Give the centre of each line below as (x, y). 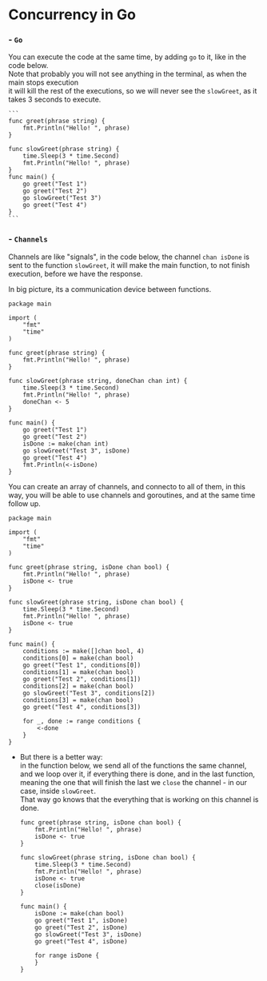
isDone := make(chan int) (66, 444)
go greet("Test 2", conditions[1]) (82, 679)
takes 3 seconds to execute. (55, 100)
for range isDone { (67, 955)
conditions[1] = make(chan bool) (78, 672)
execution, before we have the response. (76, 273)
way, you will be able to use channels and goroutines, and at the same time (132, 495)
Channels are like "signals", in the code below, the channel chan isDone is (129, 257)
